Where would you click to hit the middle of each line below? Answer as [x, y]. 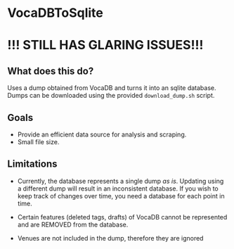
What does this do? [51, 71]
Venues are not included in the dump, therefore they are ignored [110, 238]
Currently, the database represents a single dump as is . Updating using [121, 181]
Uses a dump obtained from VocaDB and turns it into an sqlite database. [112, 88]
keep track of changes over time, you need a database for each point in [121, 196]
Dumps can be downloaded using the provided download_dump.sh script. [111, 96]
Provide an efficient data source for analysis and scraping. [102, 134]
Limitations [32, 164]
